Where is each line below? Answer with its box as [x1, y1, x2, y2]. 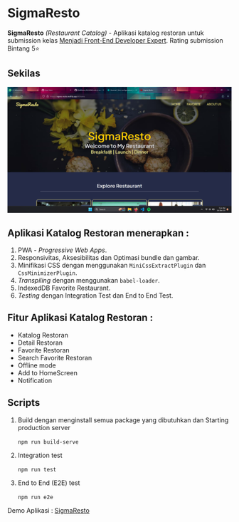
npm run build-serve [17, 438, 79, 446]
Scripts [7, 397, 41, 409]
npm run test [17, 466, 57, 473]
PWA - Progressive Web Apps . [17, 246, 107, 254]
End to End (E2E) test [17, 479, 80, 487]
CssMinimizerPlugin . [17, 268, 78, 277]
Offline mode [17, 361, 56, 370]
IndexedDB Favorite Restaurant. [17, 283, 111, 293]
